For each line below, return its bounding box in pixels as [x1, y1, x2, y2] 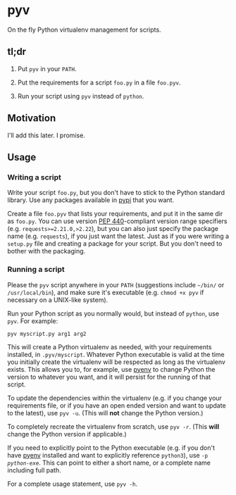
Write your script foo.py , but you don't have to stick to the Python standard [7, 189, 225, 197]
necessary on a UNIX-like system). [7, 295, 108, 304]
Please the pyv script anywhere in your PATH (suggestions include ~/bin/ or [7, 280, 225, 289]
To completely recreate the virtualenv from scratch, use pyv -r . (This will [7, 422, 220, 431]
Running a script [7, 265, 65, 275]
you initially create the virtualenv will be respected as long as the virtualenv [7, 358, 225, 366]
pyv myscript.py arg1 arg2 [7, 330, 87, 337]
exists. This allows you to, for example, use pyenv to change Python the [7, 365, 216, 373]
